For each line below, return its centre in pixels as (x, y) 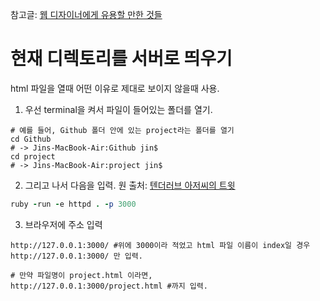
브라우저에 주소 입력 (63, 224)
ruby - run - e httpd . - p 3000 (73, 204)
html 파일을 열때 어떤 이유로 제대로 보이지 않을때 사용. (115, 88)
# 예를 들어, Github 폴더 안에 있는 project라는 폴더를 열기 (122, 130)
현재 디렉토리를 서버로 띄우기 (121, 59)
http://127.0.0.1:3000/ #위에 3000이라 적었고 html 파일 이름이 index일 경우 (160, 245)
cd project (33, 156)
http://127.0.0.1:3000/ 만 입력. (76, 256)
